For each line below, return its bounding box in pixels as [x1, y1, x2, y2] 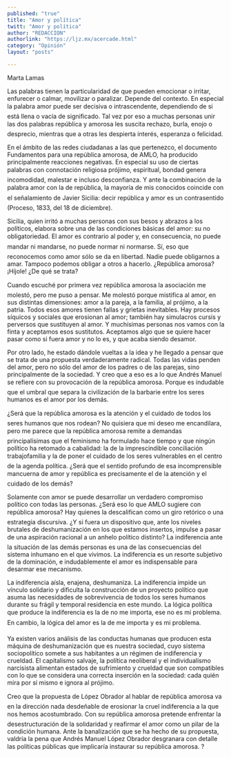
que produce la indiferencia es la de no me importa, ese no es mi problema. [7, 608, 222, 616]
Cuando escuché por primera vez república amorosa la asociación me [7, 280, 206, 289]
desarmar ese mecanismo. [7, 564, 83, 573]
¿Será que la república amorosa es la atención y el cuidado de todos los [7, 409, 212, 417]
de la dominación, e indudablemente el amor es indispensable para [7, 557, 198, 566]
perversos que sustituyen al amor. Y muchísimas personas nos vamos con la [7, 320, 225, 328]
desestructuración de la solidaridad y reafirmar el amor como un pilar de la [7, 720, 219, 728]
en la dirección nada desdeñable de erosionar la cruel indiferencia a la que [7, 702, 219, 710]
